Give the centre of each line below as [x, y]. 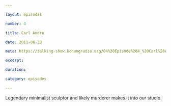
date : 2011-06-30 [24, 42]
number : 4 [16, 23]
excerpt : [15, 61]
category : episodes [26, 79]
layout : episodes [24, 14]
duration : [16, 70]
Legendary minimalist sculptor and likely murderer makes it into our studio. [83, 98]
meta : [11, 51]
